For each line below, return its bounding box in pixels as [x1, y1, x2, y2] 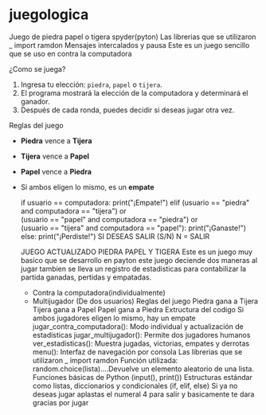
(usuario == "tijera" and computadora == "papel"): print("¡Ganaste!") [20, 223, 246, 233]
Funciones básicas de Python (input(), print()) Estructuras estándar [32, 372, 253, 382]
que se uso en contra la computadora [9, 49, 132, 58]
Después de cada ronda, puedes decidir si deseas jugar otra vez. [20, 105, 235, 115]
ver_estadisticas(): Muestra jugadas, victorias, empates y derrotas [32, 339, 250, 348]
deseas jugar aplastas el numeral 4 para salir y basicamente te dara [32, 389, 255, 399]
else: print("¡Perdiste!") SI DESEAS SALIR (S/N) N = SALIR [20, 231, 210, 241]
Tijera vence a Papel [20, 151, 90, 161]
